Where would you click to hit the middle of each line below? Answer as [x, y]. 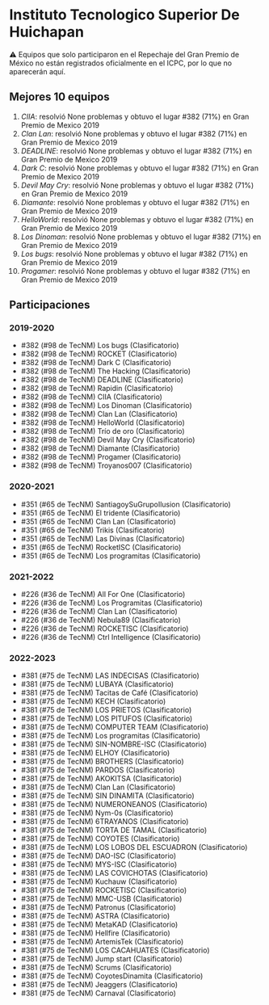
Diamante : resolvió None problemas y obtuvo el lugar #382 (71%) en [135, 202]
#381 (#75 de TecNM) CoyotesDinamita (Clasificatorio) [112, 976]
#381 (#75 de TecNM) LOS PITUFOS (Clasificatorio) [107, 719]
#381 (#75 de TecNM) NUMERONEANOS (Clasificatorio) [114, 805]
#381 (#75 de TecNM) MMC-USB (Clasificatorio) [101, 899]
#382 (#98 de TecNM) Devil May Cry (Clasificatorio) [108, 440]
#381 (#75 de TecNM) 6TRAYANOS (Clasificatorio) [105, 822]
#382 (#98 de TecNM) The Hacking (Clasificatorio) [106, 371]
